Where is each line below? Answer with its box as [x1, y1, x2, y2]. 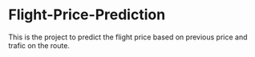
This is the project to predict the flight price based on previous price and [8, 32, 248, 42]
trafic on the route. [8, 40, 71, 50]
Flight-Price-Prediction [8, 6, 166, 24]
